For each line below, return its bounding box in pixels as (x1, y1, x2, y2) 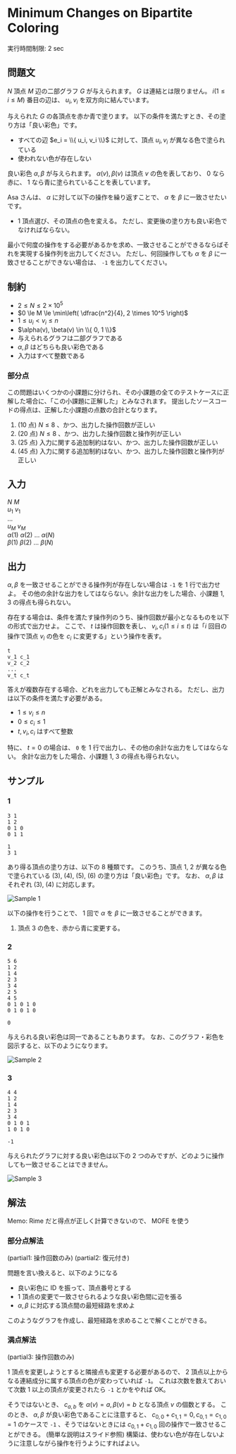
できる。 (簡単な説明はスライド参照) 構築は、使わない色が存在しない (19, 1430, 219, 1439)
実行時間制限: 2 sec (7, 44, 64, 52)
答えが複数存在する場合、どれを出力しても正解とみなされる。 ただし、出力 (7, 685, 225, 693)
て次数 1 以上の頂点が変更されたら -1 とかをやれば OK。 (7, 1385, 170, 1393)
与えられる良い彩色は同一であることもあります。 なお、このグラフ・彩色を (7, 1033, 225, 1041)
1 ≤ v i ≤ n (17, 708, 46, 718)
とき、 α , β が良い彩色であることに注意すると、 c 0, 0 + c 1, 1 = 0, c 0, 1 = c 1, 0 (13, 1410, 227, 1420)
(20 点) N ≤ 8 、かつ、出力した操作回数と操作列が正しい (17, 429, 182, 437)
